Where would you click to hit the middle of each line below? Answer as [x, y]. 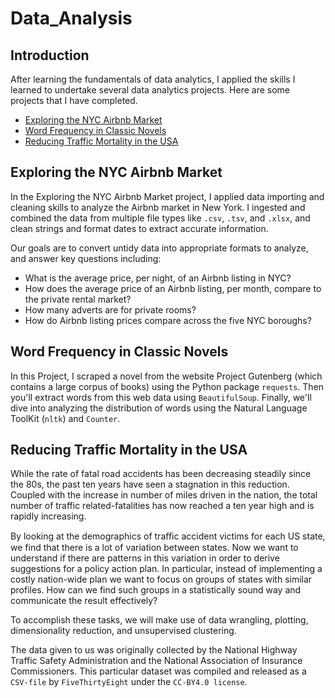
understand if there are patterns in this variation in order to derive [145, 558]
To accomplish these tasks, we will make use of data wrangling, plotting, [159, 620]
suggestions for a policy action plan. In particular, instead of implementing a [166, 569]
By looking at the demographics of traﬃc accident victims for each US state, [168, 536]
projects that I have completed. [74, 100]
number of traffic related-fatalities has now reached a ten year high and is [162, 506]
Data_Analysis [71, 18]
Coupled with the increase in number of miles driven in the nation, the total [164, 495]
